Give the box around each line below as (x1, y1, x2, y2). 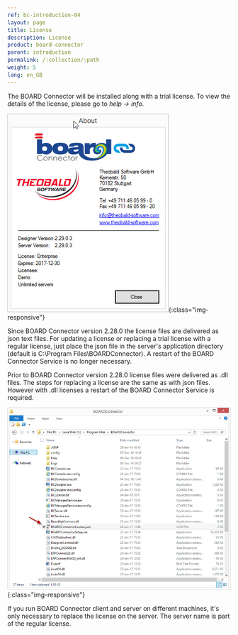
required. (7, 393, 34, 401)
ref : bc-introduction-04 (7, 11, 81, 18)
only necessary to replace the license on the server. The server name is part (7, 612, 230, 620)
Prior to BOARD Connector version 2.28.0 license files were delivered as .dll (7, 370, 229, 379)
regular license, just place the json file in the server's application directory (7, 342, 224, 350)
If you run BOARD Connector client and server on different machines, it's (7, 604, 220, 612)
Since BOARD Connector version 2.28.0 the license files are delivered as (7, 327, 219, 335)
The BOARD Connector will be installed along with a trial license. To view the (7, 92, 231, 100)
